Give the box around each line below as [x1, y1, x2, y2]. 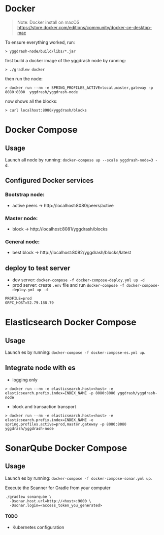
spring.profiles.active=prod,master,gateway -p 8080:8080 [5, 421, 127, 427]
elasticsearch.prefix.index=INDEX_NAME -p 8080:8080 [5, 390, 116, 395]
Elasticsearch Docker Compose [5, 317, 136, 328]
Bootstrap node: [5, 191, 45, 198]
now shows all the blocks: [5, 98, 58, 104]
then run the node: [5, 76, 43, 81]
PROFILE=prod [5, 296, 32, 301]
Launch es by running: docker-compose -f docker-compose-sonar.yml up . [5, 475, 152, 481]
